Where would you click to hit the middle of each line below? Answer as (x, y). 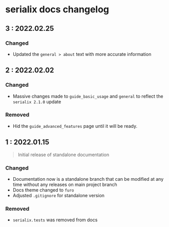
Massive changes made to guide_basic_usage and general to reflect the (88, 96)
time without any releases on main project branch (65, 184)
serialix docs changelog (57, 10)
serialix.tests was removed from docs (55, 220)
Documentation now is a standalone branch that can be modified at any (88, 179)
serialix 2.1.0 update (37, 102)
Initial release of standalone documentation (63, 155)
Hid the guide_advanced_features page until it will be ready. (75, 126)
